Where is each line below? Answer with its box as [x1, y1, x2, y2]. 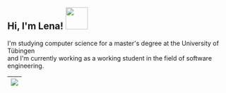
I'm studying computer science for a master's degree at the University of [7, 39, 219, 47]
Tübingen [7, 46, 35, 55]
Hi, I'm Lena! [7, 20, 64, 32]
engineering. [7, 61, 44, 70]
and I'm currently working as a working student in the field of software [7, 54, 213, 62]
